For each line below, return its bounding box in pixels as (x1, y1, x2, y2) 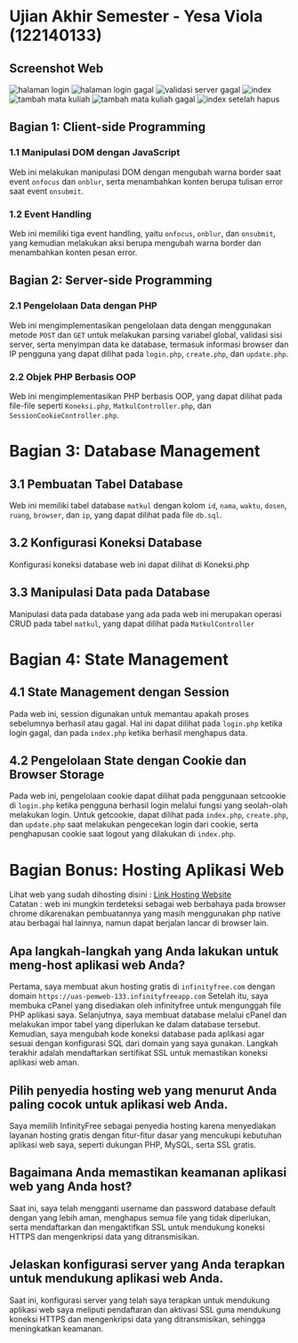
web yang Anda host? (9, 1179, 133, 1194)
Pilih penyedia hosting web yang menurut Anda (9, 1083, 278, 1098)
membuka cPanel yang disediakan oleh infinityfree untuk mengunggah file (9, 1001, 282, 1011)
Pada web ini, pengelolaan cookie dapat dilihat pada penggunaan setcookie (9, 791, 286, 802)
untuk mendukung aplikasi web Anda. (9, 1271, 224, 1286)
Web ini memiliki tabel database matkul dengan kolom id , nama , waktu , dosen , (9, 499, 287, 510)
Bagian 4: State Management (9, 649, 229, 670)
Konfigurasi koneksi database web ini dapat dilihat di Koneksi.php (9, 559, 250, 570)
